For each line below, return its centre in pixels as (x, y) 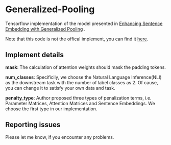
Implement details (34, 55)
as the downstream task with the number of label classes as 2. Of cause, (82, 82)
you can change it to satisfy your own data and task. (60, 88)
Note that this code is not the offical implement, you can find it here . (77, 39)
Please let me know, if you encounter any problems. (60, 137)
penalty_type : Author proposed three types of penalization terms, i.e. (78, 98)
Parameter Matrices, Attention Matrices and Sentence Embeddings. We (80, 103)
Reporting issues (33, 125)
